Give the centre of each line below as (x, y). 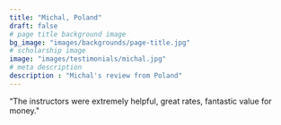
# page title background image (68, 34)
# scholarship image (48, 51)
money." (25, 110)
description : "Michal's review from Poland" (96, 76)
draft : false (34, 26)
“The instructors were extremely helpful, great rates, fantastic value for (140, 101)
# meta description (46, 68)
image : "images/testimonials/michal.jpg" (88, 59)
